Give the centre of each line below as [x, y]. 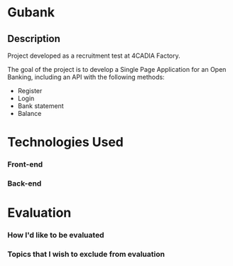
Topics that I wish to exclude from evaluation [86, 255]
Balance [29, 113]
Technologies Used [66, 142]
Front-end [25, 164]
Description [34, 39]
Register [30, 91]
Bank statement [40, 106]
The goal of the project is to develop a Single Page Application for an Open [117, 69]
